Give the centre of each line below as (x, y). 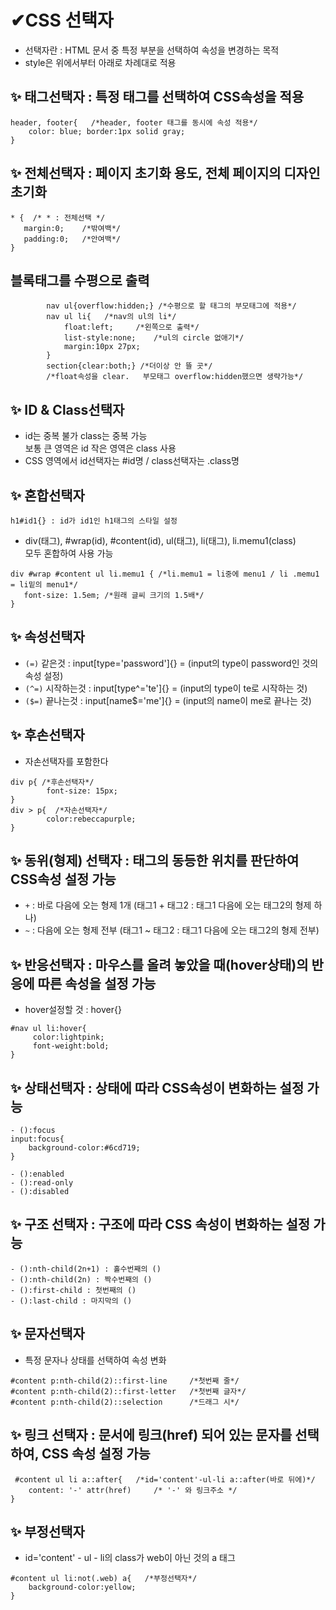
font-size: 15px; (82, 791)
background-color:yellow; (82, 1587)
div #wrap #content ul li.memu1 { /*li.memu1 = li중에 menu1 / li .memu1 (165, 574)
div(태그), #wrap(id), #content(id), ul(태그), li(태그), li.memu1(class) (160, 540)
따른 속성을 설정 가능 (97, 983)
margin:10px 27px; (102, 347)
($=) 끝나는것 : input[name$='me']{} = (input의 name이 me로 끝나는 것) (168, 700)
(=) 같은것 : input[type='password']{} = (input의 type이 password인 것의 (171, 663)
